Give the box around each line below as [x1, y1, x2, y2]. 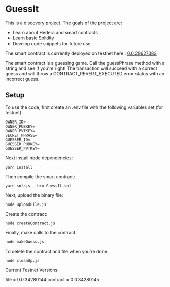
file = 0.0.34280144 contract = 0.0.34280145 [5, 276, 100, 282]
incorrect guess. [5, 76, 40, 82]
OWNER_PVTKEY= [5, 128, 36, 133]
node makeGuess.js [5, 239, 44, 244]
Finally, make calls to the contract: [5, 229, 77, 235]
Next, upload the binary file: [5, 192, 63, 198]
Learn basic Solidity [12, 35, 54, 41]
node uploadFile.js [5, 202, 47, 207]
